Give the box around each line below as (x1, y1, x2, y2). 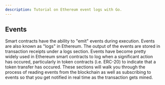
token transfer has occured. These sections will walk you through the (5, 64, 145, 70)
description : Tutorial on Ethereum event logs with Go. (5, 7, 122, 12)
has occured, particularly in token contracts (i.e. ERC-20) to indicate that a (5, 59, 156, 65)
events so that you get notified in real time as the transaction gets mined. (5, 74, 153, 81)
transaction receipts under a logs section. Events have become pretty (5, 48, 146, 54)
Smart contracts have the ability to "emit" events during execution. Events (5, 38, 155, 44)
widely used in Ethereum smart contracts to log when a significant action (5, 54, 153, 60)
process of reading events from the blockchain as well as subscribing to (5, 69, 151, 75)
